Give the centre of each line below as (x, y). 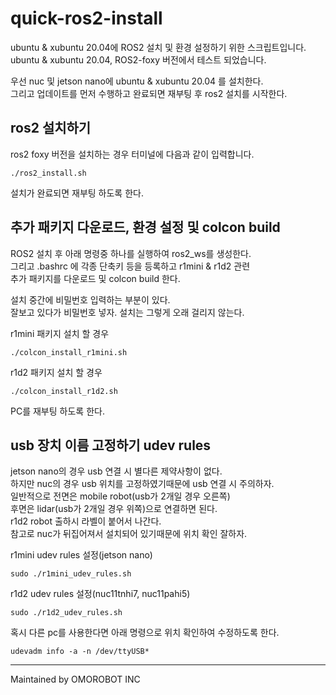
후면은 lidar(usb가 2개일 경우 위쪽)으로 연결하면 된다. (114, 509)
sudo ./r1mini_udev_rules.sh (71, 574)
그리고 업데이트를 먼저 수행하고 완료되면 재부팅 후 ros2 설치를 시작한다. (149, 93)
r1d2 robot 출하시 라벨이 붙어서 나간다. (86, 521)
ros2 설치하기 (51, 128)
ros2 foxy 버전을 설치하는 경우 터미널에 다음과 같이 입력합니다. (132, 154)
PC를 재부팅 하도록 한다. (57, 411)
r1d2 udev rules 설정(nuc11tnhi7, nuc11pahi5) (100, 594)
